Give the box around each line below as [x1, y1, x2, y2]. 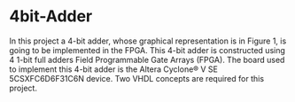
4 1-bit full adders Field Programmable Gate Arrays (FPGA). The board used [9, 54, 285, 65]
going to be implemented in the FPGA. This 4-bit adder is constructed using [9, 44, 286, 55]
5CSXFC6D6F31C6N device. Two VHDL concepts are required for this [9, 73, 264, 83]
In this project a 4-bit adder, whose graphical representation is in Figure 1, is [9, 35, 287, 46]
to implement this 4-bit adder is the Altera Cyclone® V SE [9, 64, 219, 75]
